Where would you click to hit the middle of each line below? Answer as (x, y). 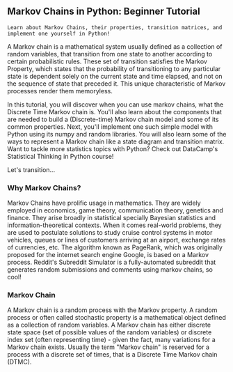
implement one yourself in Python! (59, 33)
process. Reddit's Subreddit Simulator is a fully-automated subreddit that (112, 262)
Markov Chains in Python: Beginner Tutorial (104, 11)
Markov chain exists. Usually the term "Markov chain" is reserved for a (109, 347)
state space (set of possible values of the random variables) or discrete (110, 332)
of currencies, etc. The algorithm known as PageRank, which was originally (115, 247)
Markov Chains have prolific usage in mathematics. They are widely (104, 203)
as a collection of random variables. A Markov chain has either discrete (109, 325)
